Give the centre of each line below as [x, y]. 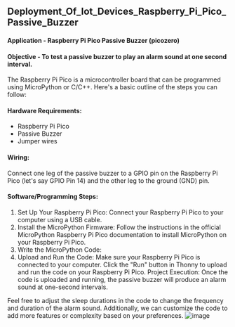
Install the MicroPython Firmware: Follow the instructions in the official [119, 227]
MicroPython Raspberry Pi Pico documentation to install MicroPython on [122, 234]
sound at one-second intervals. [63, 287]
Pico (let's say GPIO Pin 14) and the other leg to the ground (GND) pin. [109, 180]
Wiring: [19, 157]
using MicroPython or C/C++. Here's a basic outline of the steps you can [112, 87]
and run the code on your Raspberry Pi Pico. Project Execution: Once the [122, 272]
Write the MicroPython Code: [59, 250]
